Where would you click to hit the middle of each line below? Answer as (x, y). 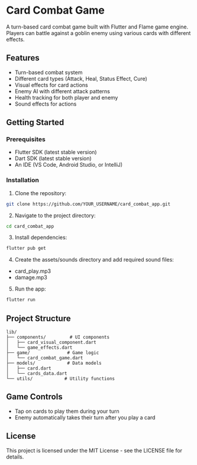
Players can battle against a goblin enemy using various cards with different (98, 33)
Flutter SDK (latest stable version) (56, 152)
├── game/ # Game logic (53, 353)
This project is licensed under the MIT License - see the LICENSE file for (94, 450)
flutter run (21, 300)
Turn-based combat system (49, 72)
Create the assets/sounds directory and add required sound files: (94, 260)
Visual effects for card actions (51, 85)
